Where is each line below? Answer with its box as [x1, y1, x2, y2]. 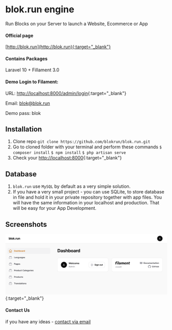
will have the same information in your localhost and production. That [12, 200, 160, 206]
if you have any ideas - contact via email [5, 318, 91, 324]
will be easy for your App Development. [12, 205, 97, 211]
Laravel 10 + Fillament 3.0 [5, 67, 60, 73]
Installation [5, 125, 42, 133]
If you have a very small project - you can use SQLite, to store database [12, 189, 164, 195]
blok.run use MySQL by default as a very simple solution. [12, 183, 131, 189]
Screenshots [5, 220, 47, 229]
